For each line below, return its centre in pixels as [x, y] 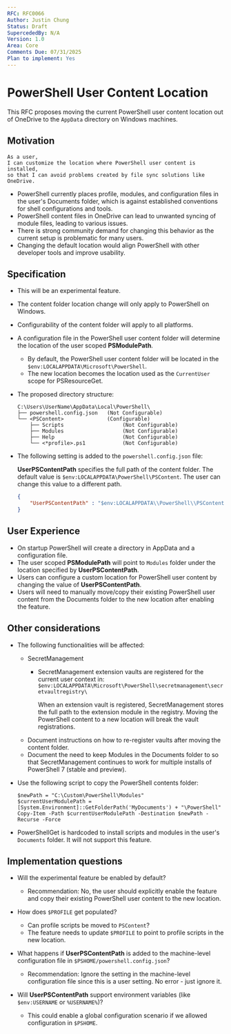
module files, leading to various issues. [72, 223]
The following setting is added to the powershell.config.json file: [110, 456]
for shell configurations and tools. [65, 209]
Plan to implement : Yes [41, 59]
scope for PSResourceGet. [65, 381]
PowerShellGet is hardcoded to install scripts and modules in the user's [118, 832]
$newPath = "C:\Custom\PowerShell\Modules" [81, 795]
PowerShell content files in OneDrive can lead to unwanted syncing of [117, 216]
